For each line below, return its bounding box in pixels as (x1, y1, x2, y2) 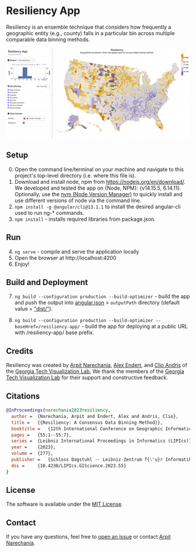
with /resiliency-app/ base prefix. (14, 329, 94, 336)
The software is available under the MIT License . (6, 500, 124, 508)
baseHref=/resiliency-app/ (14, 324, 80, 330)
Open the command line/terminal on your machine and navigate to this (14, 166, 184, 173)
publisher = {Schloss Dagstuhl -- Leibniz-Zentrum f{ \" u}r (11, 457, 163, 463)
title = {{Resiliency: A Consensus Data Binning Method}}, (11, 420, 163, 426)
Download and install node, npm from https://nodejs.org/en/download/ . (14, 178, 185, 185)
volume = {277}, (11, 451, 54, 457)
